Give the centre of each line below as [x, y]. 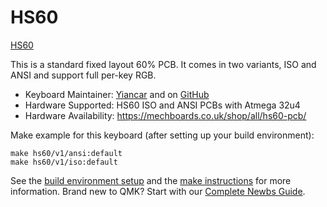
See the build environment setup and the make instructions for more [151, 180]
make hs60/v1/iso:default [64, 162]
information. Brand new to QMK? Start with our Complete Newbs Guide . [158, 191]
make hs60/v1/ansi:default [66, 153]
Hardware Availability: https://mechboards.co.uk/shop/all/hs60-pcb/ [165, 115]
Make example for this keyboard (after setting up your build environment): [162, 135]
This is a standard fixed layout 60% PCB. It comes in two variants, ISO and [163, 64]
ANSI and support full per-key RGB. [83, 75]
